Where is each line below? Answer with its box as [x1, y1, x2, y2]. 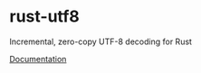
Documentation [9, 53, 67, 64]
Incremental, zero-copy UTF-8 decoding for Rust [9, 36, 193, 47]
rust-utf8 [9, 6, 80, 27]
